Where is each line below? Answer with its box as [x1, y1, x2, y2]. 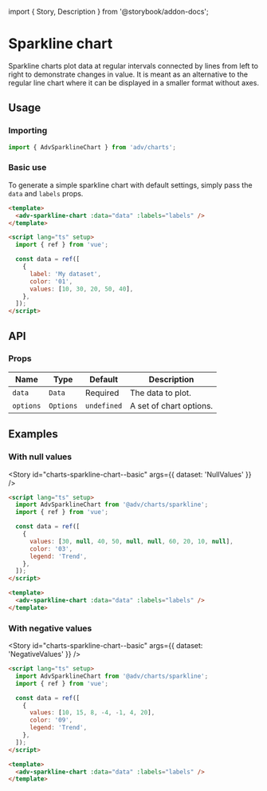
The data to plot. [130, 387, 191, 398]
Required [84, 387, 120, 398]
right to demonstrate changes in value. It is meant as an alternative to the [8, 69, 249, 79]
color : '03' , [29, 544, 73, 553]
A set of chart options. [130, 400, 214, 411]
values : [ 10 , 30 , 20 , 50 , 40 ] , [29, 285, 134, 293]
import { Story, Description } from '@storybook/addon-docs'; [8, 7, 209, 16]
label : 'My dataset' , [29, 270, 102, 278]
